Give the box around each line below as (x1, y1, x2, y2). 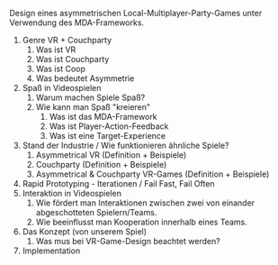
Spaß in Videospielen (22, 83, 102, 93)
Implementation (22, 245, 81, 256)
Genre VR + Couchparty (22, 35, 112, 45)
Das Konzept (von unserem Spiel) (22, 226, 147, 237)
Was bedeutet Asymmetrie (35, 73, 135, 84)
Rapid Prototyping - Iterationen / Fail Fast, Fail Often (22, 178, 215, 188)
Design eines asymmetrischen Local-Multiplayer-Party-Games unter (9, 8, 263, 18)
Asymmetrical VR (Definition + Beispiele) (35, 150, 187, 160)
